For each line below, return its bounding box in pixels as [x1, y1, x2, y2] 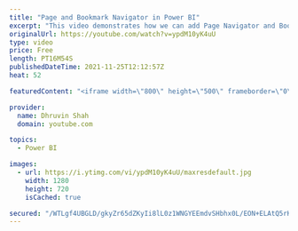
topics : [9, 135, 38, 145]
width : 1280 [25, 176, 69, 185]
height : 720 [25, 184, 69, 194]
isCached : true [25, 193, 82, 202]
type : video [9, 37, 53, 47]
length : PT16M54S [9, 54, 74, 63]
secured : [9, 209, 42, 218]
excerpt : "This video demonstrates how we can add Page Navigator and [9, 21, 276, 30]
